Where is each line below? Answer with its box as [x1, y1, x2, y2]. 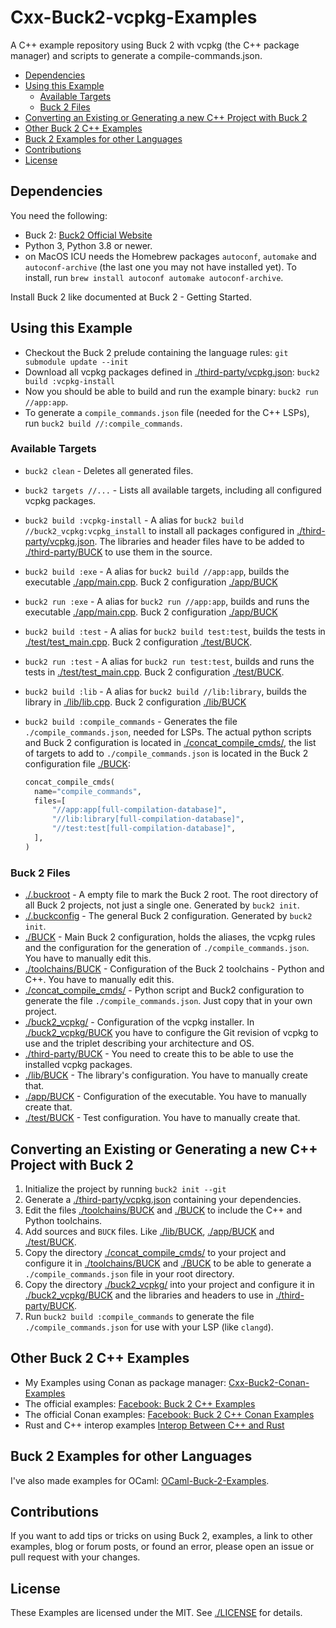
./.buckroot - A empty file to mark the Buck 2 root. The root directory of [24, 889, 319, 901]
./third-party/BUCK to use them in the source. [24, 546, 213, 558]
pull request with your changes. [10, 1551, 141, 1563]
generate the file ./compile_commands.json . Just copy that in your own [24, 995, 313, 1007]
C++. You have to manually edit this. [24, 974, 175, 986]
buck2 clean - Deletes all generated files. [24, 464, 194, 476]
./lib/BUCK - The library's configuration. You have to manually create [24, 1069, 308, 1081]
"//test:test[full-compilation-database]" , [51, 824, 237, 834]
